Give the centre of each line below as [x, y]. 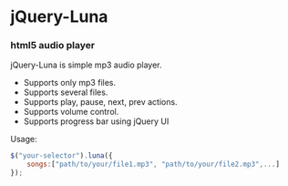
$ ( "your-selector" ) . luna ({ [62, 156]
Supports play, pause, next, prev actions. [100, 102]
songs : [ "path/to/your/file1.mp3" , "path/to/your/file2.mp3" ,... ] [154, 165]
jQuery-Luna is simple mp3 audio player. [86, 65]
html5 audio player [52, 46]
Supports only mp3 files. [70, 83]
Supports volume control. [71, 112]
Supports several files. [66, 92]
